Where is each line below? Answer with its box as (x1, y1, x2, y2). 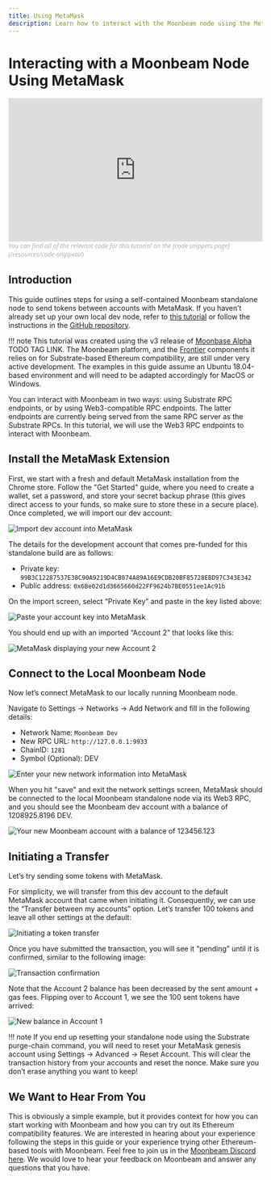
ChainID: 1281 (19, 745, 66, 755)
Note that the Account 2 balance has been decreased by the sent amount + (8, 984, 260, 993)
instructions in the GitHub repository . (8, 320, 131, 330)
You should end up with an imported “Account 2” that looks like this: (8, 628, 234, 637)
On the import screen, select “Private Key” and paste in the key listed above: (8, 596, 262, 606)
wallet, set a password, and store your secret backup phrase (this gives (8, 490, 246, 501)
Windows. (8, 379, 42, 388)
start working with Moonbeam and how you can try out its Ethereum (8, 1120, 235, 1129)
